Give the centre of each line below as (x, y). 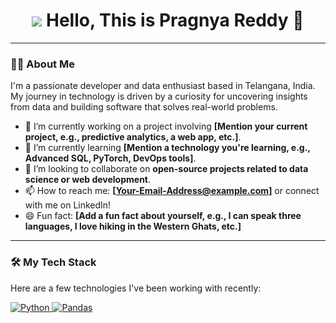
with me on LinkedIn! (68, 205)
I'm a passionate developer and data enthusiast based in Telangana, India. (163, 86)
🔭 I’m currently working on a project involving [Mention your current (166, 126)
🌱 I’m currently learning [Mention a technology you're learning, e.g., (167, 148)
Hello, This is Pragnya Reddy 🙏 (175, 20)
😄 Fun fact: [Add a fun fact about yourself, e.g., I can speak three (163, 216)
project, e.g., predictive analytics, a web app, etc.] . (133, 137)
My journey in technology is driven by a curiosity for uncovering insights (159, 96)
